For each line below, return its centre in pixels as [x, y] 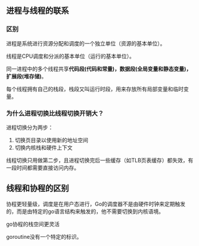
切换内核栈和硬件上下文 [43, 147]
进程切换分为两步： [30, 127]
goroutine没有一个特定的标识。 [44, 236]
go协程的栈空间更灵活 [33, 224]
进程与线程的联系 [38, 11]
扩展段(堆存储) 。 [27, 76]
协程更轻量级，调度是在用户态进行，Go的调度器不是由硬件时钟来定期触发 [96, 204]
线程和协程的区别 [38, 188]
